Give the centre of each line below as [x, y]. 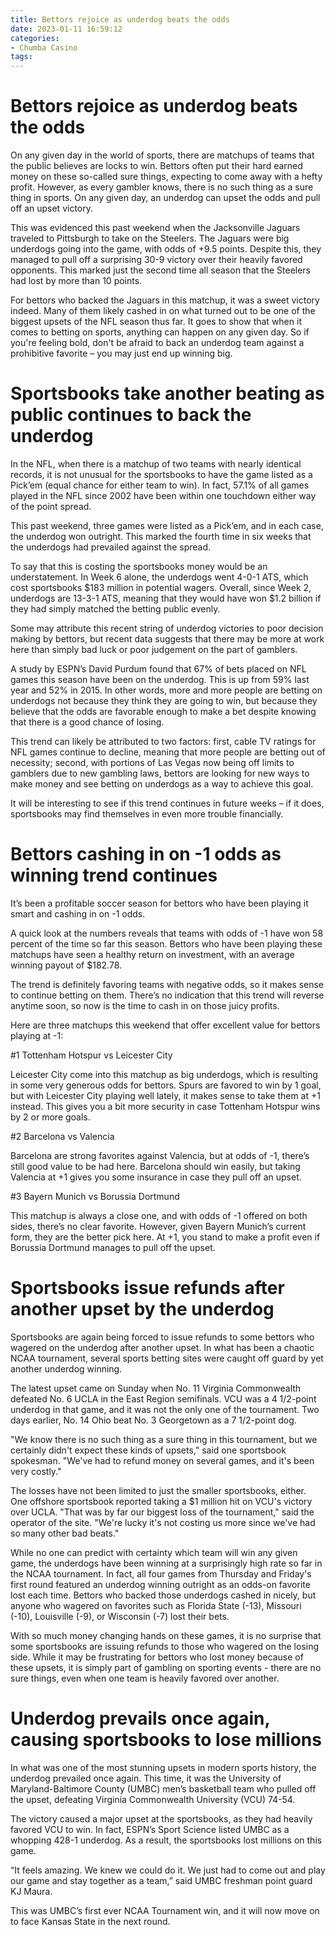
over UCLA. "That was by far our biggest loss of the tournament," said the [162, 1512]
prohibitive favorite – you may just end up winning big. [121, 353]
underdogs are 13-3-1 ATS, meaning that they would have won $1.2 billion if [166, 598]
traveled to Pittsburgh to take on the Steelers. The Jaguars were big [150, 238]
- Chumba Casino [44, 47]
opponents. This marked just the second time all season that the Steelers [161, 270]
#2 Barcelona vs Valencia [62, 1136]
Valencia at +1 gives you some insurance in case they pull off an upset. [156, 1177]
